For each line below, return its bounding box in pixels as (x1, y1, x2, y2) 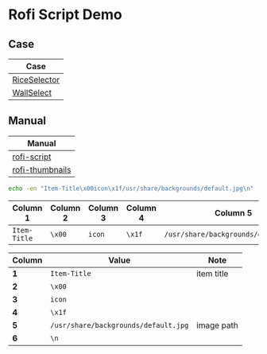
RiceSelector (12, 74, 60, 85)
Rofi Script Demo (8, 6, 122, 24)
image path (195, 320, 238, 331)
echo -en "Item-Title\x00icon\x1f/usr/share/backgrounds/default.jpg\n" (8, 185, 254, 193)
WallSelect (12, 88, 52, 98)
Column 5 (214, 207, 253, 218)
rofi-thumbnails (12, 164, 72, 175)
